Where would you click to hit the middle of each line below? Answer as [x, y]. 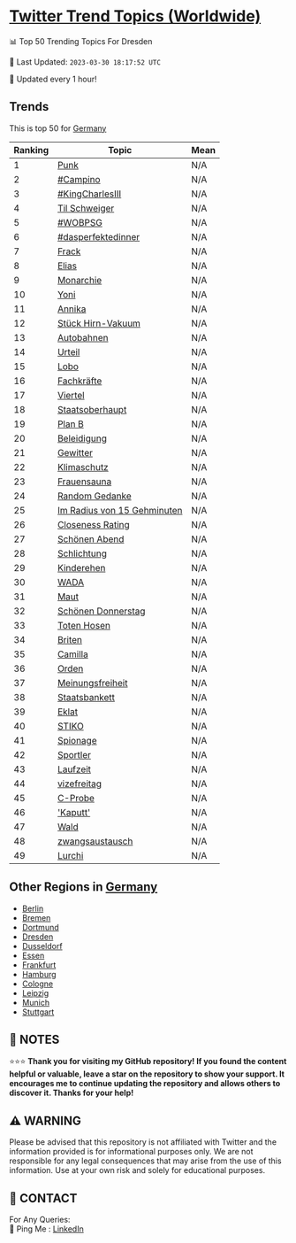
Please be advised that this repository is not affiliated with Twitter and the [143, 1142]
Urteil [68, 351]
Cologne [38, 984]
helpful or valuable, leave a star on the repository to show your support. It [147, 1074]
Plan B [70, 424]
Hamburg [39, 974]
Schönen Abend [91, 539]
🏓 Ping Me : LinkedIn [46, 1229]
